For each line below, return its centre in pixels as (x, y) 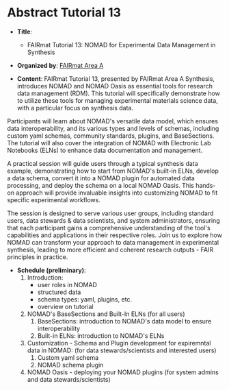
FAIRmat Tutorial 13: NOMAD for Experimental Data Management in (121, 45)
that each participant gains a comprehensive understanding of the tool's (109, 228)
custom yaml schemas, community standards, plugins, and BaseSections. (111, 136)
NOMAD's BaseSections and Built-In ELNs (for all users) (106, 314)
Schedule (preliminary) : (51, 270)
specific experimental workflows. (54, 199)
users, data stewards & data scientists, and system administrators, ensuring (113, 220)
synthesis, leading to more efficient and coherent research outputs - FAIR (110, 249)
